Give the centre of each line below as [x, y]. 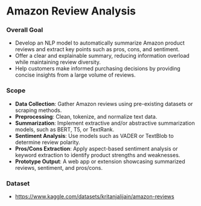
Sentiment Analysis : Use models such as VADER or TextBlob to [94, 136]
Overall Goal [25, 30]
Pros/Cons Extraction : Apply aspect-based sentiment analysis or [96, 148]
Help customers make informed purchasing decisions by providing [98, 69]
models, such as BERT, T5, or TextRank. [65, 129]
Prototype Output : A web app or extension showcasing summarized [100, 161]
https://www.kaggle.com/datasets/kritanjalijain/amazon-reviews [94, 196]
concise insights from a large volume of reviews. [75, 75]
